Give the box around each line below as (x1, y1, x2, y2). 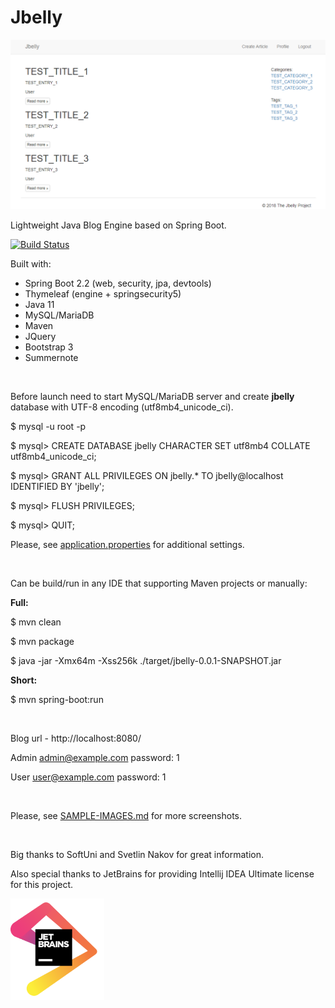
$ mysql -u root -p (10, 420, 87, 432)
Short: (10, 674, 38, 686)
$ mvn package (10, 635, 75, 647)
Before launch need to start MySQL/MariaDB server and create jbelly (10, 390, 295, 402)
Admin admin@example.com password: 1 (10, 751, 180, 763)
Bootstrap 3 (24, 341, 74, 353)
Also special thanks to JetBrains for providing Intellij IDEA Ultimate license (10, 867, 315, 880)
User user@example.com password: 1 (10, 771, 167, 783)
